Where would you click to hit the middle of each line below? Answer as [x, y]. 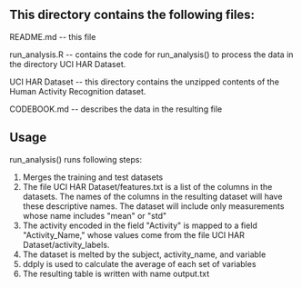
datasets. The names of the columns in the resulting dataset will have [152, 196]
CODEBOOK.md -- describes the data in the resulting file [116, 109]
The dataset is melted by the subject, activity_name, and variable [144, 254]
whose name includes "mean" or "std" [95, 215]
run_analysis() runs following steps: [76, 159]
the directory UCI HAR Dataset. [68, 64]
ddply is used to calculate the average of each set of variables [139, 263]
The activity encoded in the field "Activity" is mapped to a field [140, 225]
